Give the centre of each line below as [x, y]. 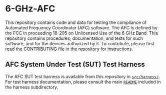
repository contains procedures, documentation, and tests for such [74, 38]
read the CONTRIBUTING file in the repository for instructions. [69, 49]
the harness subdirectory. [32, 87]
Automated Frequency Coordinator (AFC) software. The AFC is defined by [81, 27]
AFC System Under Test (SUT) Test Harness [75, 64]
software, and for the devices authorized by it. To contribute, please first [80, 43]
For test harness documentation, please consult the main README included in [83, 82]
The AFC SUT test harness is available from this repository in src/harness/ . [82, 76]
